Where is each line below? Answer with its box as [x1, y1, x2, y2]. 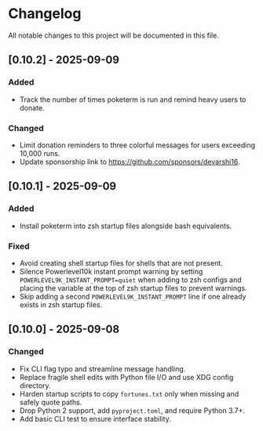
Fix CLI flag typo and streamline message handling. [19, 364, 186, 373]
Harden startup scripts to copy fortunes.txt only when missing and [19, 389, 239, 398]
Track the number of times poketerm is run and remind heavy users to [19, 95, 247, 104]
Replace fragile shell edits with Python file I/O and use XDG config [19, 372, 234, 382]
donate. [19, 103, 45, 112]
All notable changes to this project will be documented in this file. [8, 31, 220, 40]
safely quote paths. [19, 397, 82, 407]
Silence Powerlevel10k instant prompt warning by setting [19, 266, 203, 276]
